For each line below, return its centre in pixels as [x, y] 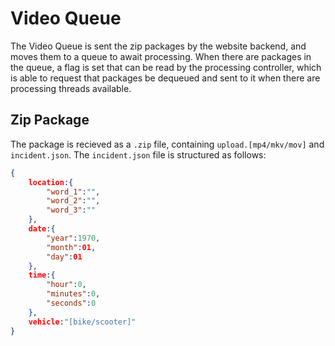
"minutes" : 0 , [73, 294]
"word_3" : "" [71, 210]
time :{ [42, 275]
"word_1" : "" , [73, 192]
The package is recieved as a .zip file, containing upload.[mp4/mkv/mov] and [167, 144]
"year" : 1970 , [73, 238]
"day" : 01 [64, 257]
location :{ [51, 182]
